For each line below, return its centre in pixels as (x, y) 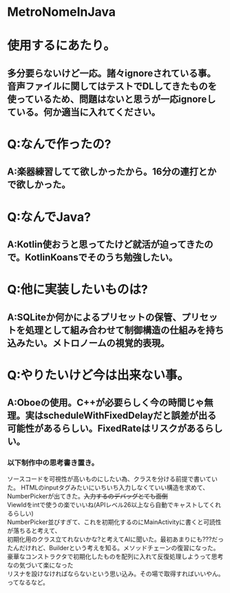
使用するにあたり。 (61, 46)
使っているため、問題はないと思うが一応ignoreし (112, 99)
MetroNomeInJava (61, 12)
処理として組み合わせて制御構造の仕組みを (116, 330)
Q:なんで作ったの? (59, 144)
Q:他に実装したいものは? (77, 290)
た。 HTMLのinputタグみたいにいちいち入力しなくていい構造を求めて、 (108, 488)
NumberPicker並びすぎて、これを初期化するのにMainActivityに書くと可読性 (114, 522)
